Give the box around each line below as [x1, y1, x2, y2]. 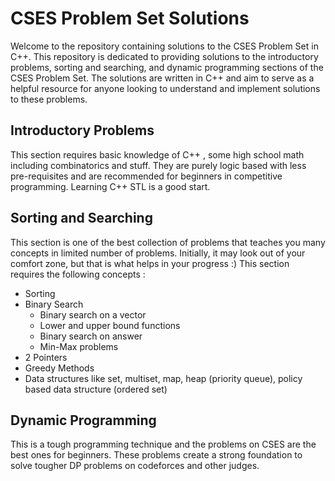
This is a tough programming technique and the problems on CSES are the [10, 438, 317, 451]
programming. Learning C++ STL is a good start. [10, 180, 211, 192]
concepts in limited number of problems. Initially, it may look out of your [10, 247, 306, 259]
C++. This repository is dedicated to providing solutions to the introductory [10, 50, 319, 62]
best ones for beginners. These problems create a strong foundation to [10, 449, 303, 461]
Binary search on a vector [39, 308, 147, 321]
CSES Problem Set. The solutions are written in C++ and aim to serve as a [10, 72, 315, 84]
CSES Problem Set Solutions [10, 7, 250, 30]
